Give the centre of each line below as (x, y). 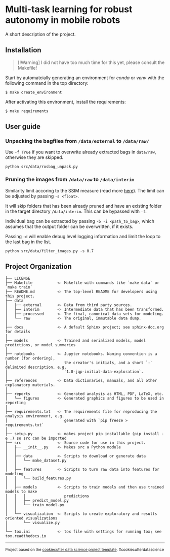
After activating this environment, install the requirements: (66, 102)
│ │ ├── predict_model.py (37, 500)
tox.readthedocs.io (26, 536)
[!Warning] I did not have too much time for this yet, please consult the (91, 62)
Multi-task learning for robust (69, 9)
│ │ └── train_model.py (35, 505)
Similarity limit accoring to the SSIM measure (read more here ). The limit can (85, 190)
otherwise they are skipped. (34, 157)
